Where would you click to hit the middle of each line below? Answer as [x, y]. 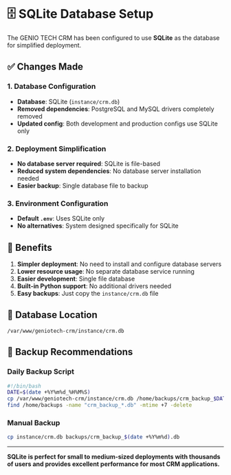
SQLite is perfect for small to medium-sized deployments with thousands [114, 457]
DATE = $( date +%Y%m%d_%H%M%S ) [49, 392]
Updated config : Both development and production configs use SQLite [117, 123]
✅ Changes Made [45, 67]
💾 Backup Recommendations [70, 352]
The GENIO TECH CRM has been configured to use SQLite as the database [113, 38]
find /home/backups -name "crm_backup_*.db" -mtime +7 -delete [100, 405]
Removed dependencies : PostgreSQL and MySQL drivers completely [115, 109]
